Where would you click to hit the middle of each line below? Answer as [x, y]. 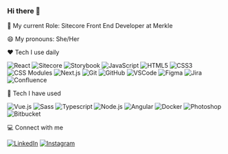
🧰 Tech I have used [34, 93]
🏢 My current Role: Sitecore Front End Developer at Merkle [90, 26]
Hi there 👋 [24, 11]
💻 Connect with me [35, 128]
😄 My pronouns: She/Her [43, 39]
